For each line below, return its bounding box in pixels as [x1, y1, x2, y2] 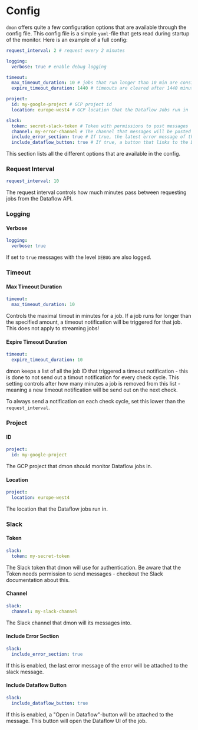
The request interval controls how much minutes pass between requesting [6, 189, 187, 196]
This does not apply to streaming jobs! [6, 325, 100, 332]
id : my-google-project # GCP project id [11, 101, 112, 107]
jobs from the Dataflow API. [6, 195, 73, 202]
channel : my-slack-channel [11, 609, 78, 614]
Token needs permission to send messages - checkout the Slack [6, 570, 163, 577]
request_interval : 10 [6, 178, 60, 184]
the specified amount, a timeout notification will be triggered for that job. [6, 318, 183, 325]
